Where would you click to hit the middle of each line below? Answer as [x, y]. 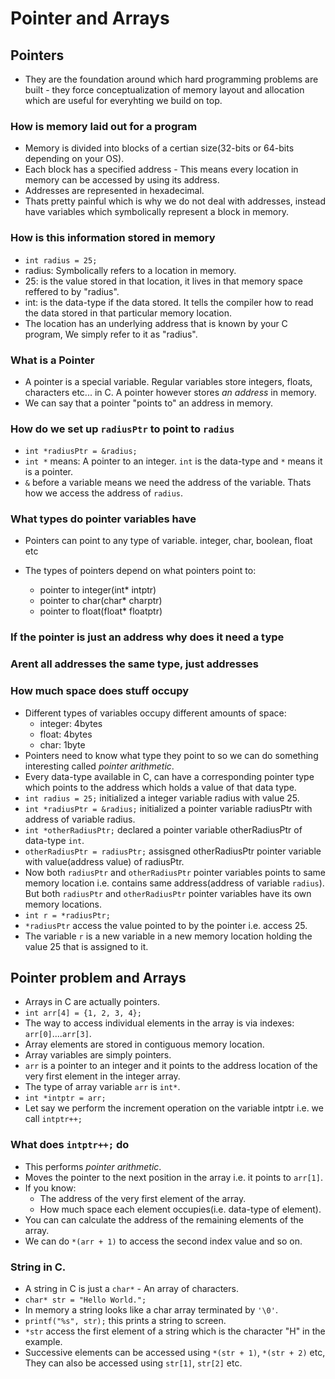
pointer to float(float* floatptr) [101, 611]
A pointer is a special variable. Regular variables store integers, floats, [168, 381]
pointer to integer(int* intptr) [98, 590]
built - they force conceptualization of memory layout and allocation [164, 90]
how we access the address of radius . [104, 493]
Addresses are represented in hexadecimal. [114, 191]
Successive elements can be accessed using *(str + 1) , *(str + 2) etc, [175, 1353]
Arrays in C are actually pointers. [92, 1002]
